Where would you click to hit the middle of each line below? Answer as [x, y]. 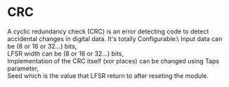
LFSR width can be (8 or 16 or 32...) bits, [66, 54]
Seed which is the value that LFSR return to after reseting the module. [108, 76]
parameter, [23, 68]
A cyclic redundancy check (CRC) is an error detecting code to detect [108, 31]
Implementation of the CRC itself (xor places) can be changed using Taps [113, 61]
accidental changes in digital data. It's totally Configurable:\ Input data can [115, 38]
